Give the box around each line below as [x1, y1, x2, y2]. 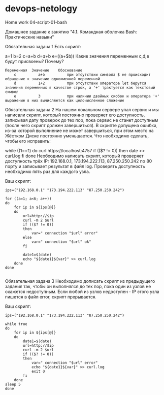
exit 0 [31, 369, 45, 374]
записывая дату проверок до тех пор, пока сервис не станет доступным [5, 117, 159, 123]
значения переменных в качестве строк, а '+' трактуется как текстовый [5, 85, 155, 90]
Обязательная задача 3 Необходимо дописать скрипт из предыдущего [5, 278, 155, 284]
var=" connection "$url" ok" [31, 239, 92, 244]
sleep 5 [5, 382, 21, 387]
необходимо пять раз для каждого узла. [5, 168, 90, 174]
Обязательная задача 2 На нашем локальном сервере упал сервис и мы [5, 106, 159, 112]
